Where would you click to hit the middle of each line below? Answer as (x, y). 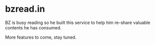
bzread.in (25, 9)
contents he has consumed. (33, 27)
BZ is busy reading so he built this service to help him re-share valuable (78, 22)
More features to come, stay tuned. (41, 37)
